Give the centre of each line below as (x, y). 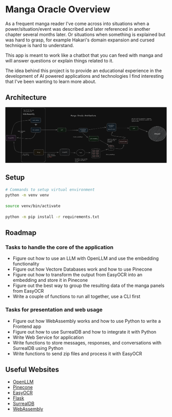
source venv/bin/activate (33, 206)
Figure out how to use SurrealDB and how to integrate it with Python (84, 332)
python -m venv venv (27, 195)
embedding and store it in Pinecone (50, 280)
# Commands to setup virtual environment (50, 190)
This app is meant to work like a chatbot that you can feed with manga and (84, 55)
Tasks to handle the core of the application (59, 247)
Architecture (26, 97)
